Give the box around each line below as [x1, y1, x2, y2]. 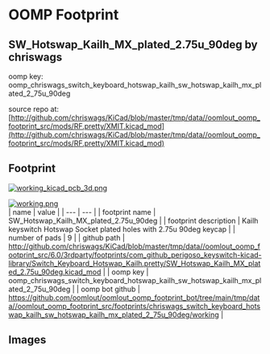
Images [8, 333, 47, 347]
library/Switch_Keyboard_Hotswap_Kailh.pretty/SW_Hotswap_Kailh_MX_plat [8, 258, 261, 268]
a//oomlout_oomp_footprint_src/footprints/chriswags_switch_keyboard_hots [8, 301, 261, 311]
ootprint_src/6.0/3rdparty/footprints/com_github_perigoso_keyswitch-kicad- [8, 249, 262, 259]
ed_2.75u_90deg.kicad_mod [8, 267, 102, 277]
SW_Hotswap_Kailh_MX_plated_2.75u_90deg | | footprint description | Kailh [8, 216, 259, 225]
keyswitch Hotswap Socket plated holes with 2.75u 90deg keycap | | [8, 224, 236, 234]
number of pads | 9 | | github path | [8, 233, 125, 242]
